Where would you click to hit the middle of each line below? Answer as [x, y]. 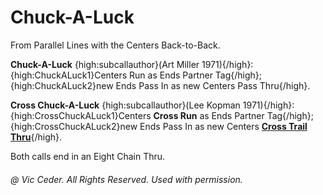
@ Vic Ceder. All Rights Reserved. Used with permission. [126, 179]
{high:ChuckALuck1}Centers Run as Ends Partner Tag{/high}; [136, 75]
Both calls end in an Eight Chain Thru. [88, 156]
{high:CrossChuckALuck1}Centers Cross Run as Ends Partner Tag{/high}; [162, 115]
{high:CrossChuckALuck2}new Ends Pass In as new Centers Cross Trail [159, 126]
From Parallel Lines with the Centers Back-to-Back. [115, 45]
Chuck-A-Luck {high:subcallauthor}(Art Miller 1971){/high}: [132, 64]
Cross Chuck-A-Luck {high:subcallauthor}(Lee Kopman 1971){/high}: [152, 105]
